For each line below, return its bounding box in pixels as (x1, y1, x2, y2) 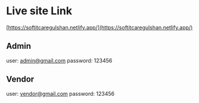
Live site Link (6, 4, 73, 18)
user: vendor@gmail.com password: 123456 (6, 90, 115, 97)
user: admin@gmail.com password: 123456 (6, 57, 113, 64)
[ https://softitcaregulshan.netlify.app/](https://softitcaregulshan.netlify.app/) (6, 24, 193, 31)
